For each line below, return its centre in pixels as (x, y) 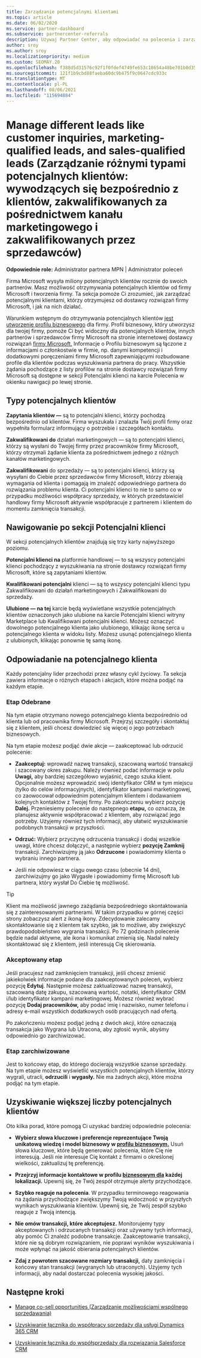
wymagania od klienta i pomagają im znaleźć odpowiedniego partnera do (96, 483)
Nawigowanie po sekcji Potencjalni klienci (86, 527)
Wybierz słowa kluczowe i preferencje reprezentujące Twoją (92, 1137)
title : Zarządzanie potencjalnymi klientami (63, 12)
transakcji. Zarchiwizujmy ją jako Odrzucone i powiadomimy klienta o (100, 852)
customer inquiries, (56, 138)
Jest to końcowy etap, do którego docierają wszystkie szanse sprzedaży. (97, 1064)
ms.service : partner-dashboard (45, 29)
